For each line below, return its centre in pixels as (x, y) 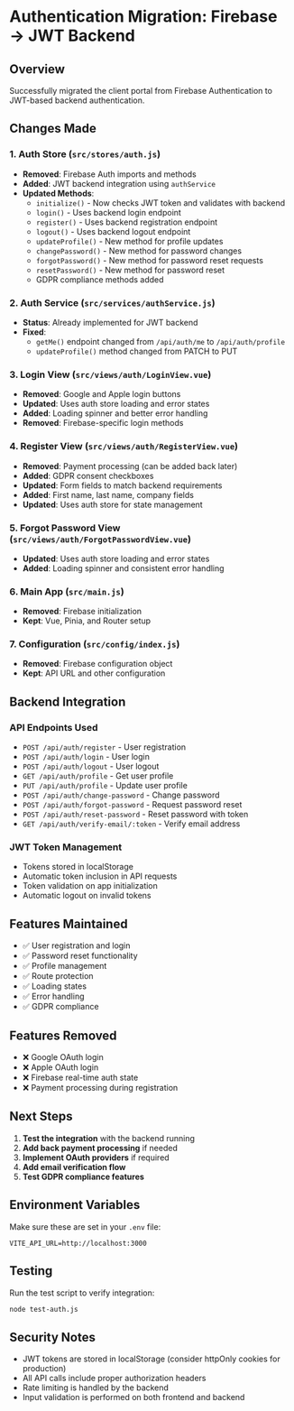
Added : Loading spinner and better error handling (115, 413)
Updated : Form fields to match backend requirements (122, 485)
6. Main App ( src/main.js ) (67, 591)
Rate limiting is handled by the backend (96, 1388)
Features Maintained (69, 923)
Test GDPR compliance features (83, 1176)
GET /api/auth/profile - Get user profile (98, 776)
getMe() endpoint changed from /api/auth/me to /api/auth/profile (161, 341)
